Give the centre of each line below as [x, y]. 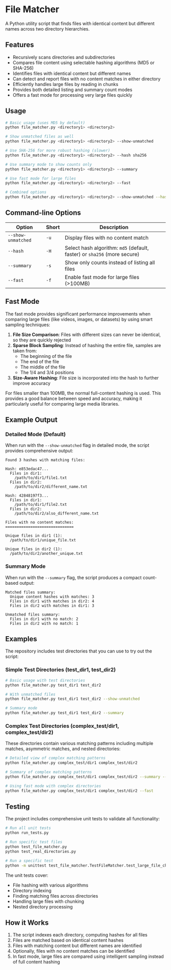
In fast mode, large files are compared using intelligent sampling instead [88, 957]
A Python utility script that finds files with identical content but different [80, 23]
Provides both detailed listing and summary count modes [72, 90]
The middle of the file [42, 367]
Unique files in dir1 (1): [34, 536]
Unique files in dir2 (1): [34, 549]
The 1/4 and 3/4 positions [47, 372]
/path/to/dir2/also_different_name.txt [57, 513]
